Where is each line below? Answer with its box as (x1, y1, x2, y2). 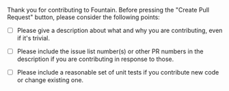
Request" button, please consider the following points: (7, 13, 161, 21)
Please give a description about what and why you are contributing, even (16, 27, 223, 34)
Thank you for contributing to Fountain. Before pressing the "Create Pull (7, 6, 210, 14)
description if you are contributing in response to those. (16, 55, 174, 64)
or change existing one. (16, 76, 84, 84)
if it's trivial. (16, 34, 50, 42)
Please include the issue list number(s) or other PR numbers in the (16, 47, 204, 55)
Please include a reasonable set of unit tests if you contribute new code (16, 68, 219, 77)
